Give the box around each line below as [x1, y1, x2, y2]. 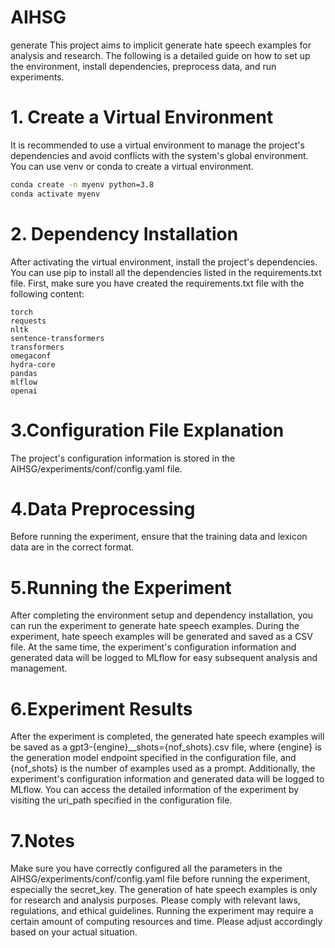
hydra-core [10, 359, 56, 370]
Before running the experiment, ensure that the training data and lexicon [10, 531, 308, 543]
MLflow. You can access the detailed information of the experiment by [10, 784, 300, 796]
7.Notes [10, 829, 75, 852]
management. [10, 662, 68, 675]
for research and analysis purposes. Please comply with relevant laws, [10, 894, 301, 906]
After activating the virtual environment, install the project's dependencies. [10, 256, 318, 268]
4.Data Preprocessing [10, 497, 196, 520]
